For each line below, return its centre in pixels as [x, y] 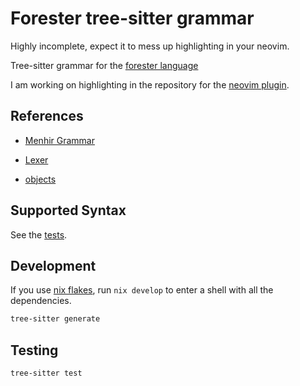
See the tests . [39, 234]
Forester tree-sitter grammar [132, 18]
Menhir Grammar [59, 140]
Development [53, 265]
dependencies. [41, 301]
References [47, 116]
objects [40, 179]
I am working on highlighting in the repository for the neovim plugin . [150, 84]
